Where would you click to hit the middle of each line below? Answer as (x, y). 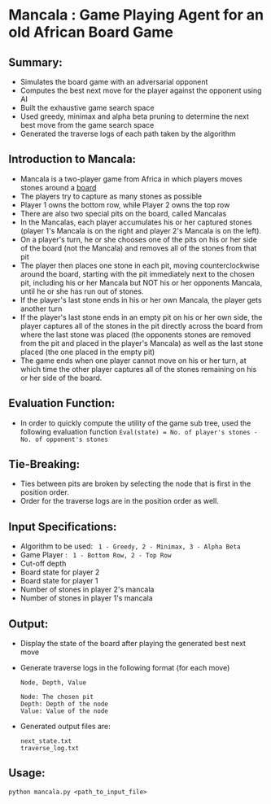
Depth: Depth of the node (64, 704)
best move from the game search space (87, 125)
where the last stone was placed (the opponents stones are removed (135, 334)
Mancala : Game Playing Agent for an (136, 15)
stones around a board (58, 187)
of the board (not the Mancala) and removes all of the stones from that (138, 248)
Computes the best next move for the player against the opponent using (141, 90)
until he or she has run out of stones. (82, 291)
